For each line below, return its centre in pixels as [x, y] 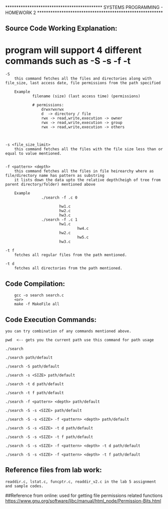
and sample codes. [24, 486]
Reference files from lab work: [54, 470]
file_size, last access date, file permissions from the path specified [83, 83]
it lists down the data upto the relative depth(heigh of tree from [88, 180]
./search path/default [29, 357]
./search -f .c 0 [59, 198]
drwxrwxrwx [53, 110]
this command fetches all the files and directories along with [83, 79]
